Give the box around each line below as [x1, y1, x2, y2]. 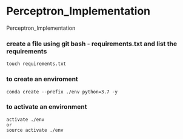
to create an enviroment [6, 75, 79, 83]
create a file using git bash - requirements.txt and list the [6, 39, 178, 48]
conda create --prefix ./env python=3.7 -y [6, 89, 118, 95]
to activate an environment [6, 103, 87, 111]
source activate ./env [6, 127, 64, 133]
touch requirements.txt [6, 61, 67, 67]
